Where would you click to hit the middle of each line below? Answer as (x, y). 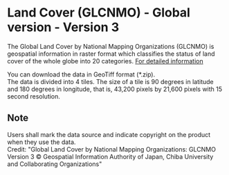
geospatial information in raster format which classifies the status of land (111, 54)
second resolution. (34, 96)
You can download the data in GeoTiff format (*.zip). (81, 74)
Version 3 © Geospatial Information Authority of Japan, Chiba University (110, 156)
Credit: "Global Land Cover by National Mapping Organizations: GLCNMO (112, 149)
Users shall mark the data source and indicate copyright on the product (109, 134)
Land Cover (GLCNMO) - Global (99, 13)
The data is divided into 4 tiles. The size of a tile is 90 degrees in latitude (110, 81)
